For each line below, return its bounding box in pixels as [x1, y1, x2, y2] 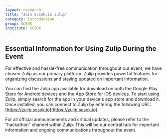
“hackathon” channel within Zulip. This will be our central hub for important [5, 122, 160, 128]
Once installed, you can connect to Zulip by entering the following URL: [5, 101, 152, 107]
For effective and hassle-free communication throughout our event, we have [5, 65, 162, 71]
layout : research [5, 7, 41, 12]
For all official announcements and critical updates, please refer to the [5, 116, 149, 122]
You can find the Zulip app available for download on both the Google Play [5, 85, 158, 91]
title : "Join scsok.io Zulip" [5, 12, 68, 17]
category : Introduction [5, 16, 55, 21]
